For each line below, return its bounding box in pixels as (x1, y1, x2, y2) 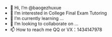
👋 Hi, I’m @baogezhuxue (10, 5, 62, 10)
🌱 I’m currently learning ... (10, 15, 64, 21)
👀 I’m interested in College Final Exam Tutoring (10, 10, 107, 16)
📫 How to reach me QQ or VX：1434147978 (10, 26, 102, 32)
